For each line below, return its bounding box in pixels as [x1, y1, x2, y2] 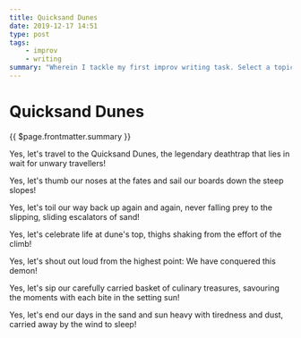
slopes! [9, 184, 37, 195]
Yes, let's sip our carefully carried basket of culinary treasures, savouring [9, 283, 280, 293]
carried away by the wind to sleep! [9, 318, 137, 329]
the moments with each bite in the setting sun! [9, 292, 181, 302]
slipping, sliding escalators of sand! [9, 211, 141, 222]
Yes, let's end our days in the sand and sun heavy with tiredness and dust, [9, 309, 284, 320]
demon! [9, 265, 38, 275]
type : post [9, 30, 50, 38]
